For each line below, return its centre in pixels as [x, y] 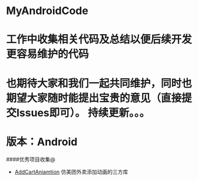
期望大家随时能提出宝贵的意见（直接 [94, 98]
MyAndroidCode [47, 11]
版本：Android [42, 142]
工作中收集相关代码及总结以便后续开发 [99, 40]
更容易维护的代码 [48, 54]
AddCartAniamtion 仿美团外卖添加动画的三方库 [71, 172]
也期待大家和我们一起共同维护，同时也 [99, 83]
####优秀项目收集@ [31, 159]
